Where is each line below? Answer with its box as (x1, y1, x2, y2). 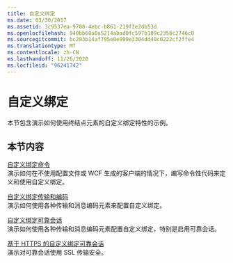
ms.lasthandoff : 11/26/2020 (7, 56, 89, 63)
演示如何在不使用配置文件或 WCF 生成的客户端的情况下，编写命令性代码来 (7, 169, 220, 177)
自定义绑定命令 (7, 161, 50, 169)
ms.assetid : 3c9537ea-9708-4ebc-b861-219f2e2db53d (7, 23, 157, 30)
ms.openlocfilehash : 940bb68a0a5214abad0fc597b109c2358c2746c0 (7, 29, 195, 37)
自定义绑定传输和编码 (7, 193, 68, 201)
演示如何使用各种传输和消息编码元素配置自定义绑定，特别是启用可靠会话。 (7, 225, 220, 233)
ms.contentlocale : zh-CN (7, 49, 79, 56)
